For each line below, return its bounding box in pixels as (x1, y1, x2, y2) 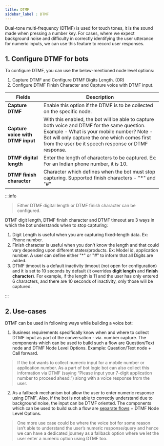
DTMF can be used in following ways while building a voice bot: (5, 320, 133, 326)
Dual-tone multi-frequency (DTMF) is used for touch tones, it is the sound (5, 25, 153, 31)
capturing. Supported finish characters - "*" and (43, 175, 156, 181)
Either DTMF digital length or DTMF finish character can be (17, 203, 136, 209)
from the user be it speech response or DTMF (43, 140, 148, 147)
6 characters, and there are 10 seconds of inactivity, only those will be (12, 278, 153, 284)
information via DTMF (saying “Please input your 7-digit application (17, 370, 152, 376)
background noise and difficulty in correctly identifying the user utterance (5, 35, 154, 41)
